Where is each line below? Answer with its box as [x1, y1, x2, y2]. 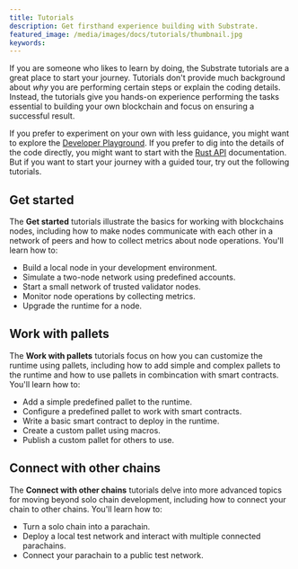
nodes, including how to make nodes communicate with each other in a [9, 226, 274, 236]
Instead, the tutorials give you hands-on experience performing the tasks [9, 92, 280, 102]
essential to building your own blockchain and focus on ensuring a [9, 101, 255, 112]
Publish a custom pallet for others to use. [22, 434, 175, 445]
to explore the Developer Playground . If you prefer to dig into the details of [9, 138, 285, 148]
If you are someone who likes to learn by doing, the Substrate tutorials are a [9, 63, 290, 74]
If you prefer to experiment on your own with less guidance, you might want [9, 128, 290, 139]
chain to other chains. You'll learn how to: [9, 503, 163, 514]
